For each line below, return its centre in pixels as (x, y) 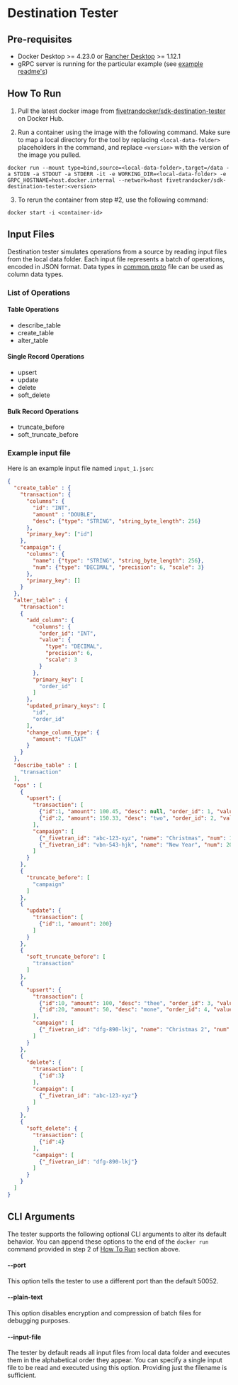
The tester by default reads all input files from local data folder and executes (119, 1353)
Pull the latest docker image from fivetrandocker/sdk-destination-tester (121, 111)
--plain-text (25, 1297)
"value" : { (55, 640)
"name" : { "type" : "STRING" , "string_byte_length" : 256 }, (119, 560)
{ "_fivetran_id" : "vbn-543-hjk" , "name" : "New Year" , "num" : (131, 844)
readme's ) (33, 71)
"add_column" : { (50, 620)
